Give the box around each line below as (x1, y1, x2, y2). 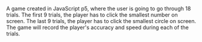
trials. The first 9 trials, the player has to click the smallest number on (6, 11, 178, 18)
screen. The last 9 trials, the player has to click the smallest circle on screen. (6, 18, 197, 24)
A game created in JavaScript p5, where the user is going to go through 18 (6, 5, 191, 12)
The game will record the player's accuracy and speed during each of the (6, 24, 189, 31)
